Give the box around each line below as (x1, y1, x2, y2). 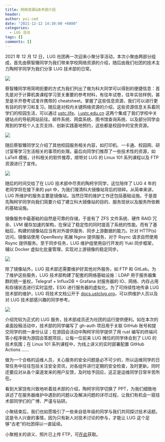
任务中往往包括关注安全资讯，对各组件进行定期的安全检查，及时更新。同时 (9, 363, 160, 369)
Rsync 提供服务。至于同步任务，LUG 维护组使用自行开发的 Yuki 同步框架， (5, 240, 156, 246)
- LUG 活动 (9, 30, 30, 35)
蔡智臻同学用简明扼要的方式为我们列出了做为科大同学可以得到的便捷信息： (5, 85, 156, 91)
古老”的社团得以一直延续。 (11, 421, 65, 427)
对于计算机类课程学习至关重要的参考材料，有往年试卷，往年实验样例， (13, 92, 156, 98)
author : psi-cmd (5, 16, 38, 21)
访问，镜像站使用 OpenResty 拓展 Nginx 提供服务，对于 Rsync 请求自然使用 (5, 234, 158, 239)
